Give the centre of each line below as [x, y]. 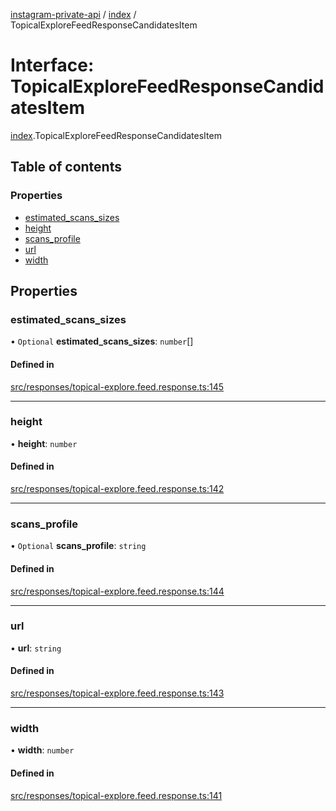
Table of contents [66, 167]
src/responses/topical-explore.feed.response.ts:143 [117, 693]
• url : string [36, 648]
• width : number [42, 750]
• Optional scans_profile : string [78, 546]
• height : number [44, 443]
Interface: [52, 65]
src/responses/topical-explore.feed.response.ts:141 [116, 795]
